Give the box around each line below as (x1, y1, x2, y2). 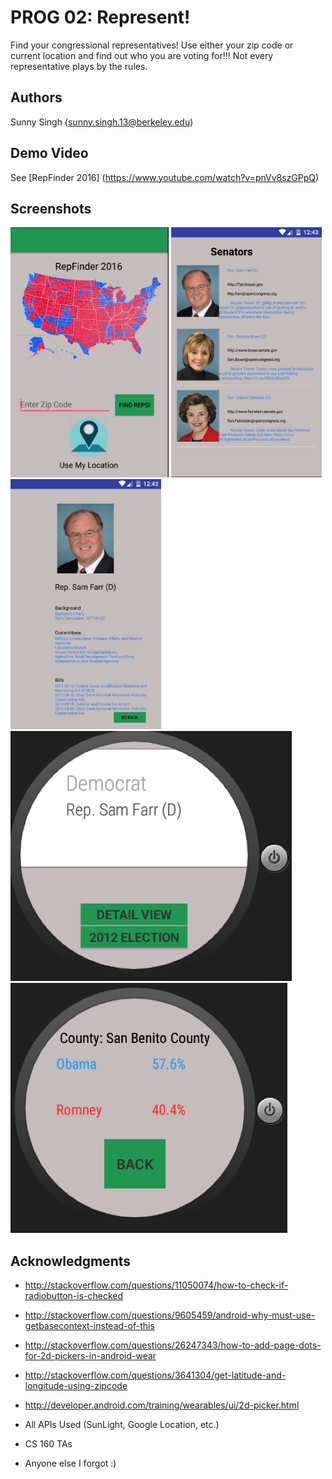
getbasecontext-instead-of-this (24, 1320, 155, 1332)
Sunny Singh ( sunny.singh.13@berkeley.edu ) (10, 116, 194, 128)
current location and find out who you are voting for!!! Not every (10, 49, 274, 61)
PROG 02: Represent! (10, 6, 191, 29)
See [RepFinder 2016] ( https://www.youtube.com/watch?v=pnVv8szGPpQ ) (10, 171, 320, 183)
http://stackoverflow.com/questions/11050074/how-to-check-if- (24, 1279, 289, 1291)
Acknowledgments (10, 1252, 132, 1270)
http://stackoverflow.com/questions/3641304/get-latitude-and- (24, 1369, 287, 1381)
